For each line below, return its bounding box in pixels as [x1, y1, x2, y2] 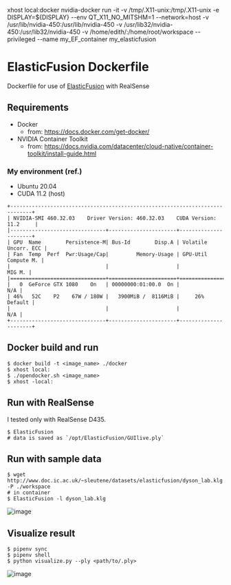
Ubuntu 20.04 [16, 182, 57, 191]
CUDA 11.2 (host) [16, 189, 65, 198]
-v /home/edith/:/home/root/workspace [82, 28, 194, 36]
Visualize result [7, 527, 76, 539]
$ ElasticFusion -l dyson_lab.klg [7, 496, 107, 502]
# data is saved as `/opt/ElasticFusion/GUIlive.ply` [7, 434, 165, 441]
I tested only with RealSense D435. [7, 415, 107, 423]
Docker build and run [7, 342, 99, 354]
